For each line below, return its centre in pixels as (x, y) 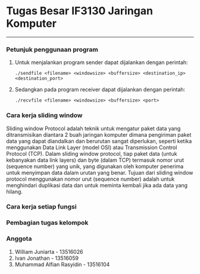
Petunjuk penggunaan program (52, 49)
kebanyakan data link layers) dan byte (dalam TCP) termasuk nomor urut (95, 160)
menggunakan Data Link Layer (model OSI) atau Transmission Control (92, 147)
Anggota (19, 239)
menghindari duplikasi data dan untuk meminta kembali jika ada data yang (97, 185)
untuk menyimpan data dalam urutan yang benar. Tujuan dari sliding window (100, 172)
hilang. (14, 191)
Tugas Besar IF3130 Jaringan (80, 11)
